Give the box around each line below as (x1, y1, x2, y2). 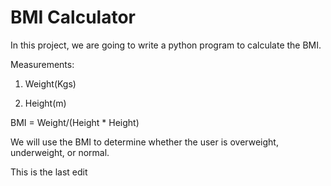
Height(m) (24, 97, 67, 109)
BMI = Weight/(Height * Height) (10, 116, 140, 128)
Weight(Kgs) (24, 77, 77, 90)
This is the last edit (10, 166, 88, 178)
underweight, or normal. (10, 146, 110, 158)
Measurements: (10, 58, 75, 70)
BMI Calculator (10, 6, 136, 29)
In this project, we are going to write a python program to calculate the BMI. (10, 39, 322, 51)
